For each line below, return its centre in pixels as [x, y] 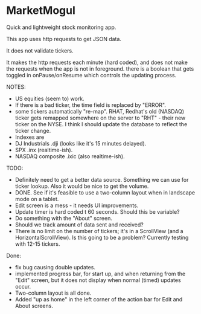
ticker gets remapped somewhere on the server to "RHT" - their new [100, 118]
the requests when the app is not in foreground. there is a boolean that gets [100, 69]
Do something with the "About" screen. [64, 218]
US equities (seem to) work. [49, 98]
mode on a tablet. [37, 199]
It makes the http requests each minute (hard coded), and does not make [97, 62]
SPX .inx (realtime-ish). [44, 150]
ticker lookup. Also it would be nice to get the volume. [82, 186]
